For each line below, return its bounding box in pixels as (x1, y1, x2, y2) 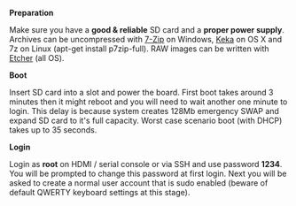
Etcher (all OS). (9, 53, 65, 63)
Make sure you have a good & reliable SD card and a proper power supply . (9, 25, 285, 34)
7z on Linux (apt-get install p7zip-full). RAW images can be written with (9, 43, 269, 54)
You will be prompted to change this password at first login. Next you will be (9, 168, 287, 179)
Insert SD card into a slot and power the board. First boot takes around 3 (9, 88, 274, 97)
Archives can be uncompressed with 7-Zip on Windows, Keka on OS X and (9, 34, 282, 44)
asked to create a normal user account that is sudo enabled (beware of (9, 178, 269, 188)
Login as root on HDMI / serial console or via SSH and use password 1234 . (9, 159, 283, 169)
